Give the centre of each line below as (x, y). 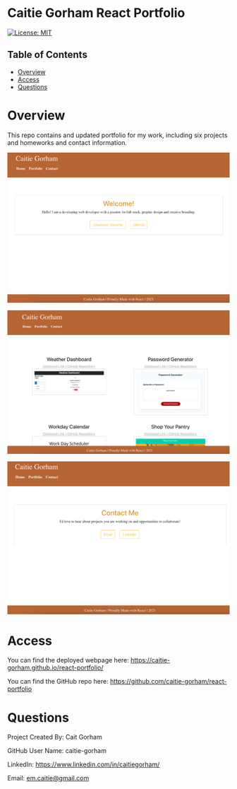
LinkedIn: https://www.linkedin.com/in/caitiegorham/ (84, 764)
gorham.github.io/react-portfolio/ (55, 668)
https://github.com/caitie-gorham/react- (168, 682)
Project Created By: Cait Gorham (55, 737)
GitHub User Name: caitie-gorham (57, 751)
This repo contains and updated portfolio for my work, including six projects (117, 135)
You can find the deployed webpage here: (68, 660)
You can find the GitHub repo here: (58, 682)
